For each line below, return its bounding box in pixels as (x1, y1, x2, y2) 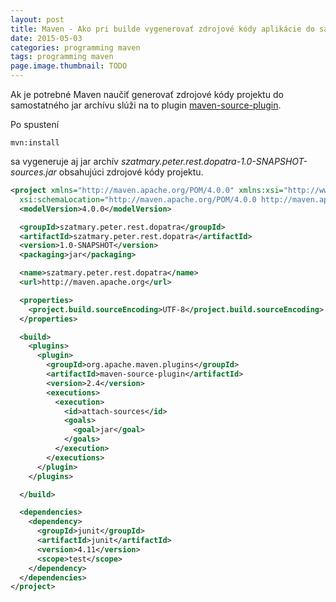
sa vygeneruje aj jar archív (10, 156, 119, 167)
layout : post (10, 14, 65, 25)
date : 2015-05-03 (10, 33, 83, 43)
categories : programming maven (10, 42, 141, 53)
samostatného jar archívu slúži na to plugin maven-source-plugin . (10, 99, 282, 111)
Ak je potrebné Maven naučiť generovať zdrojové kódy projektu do (10, 89, 284, 100)
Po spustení (10, 119, 60, 130)
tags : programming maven (10, 52, 114, 62)
